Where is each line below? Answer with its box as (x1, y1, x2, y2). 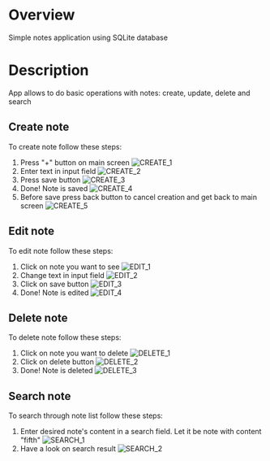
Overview (8, 6, 75, 24)
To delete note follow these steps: (8, 333, 122, 342)
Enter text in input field (19, 166, 96, 176)
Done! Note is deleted (19, 366, 93, 376)
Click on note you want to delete (19, 348, 129, 359)
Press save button (19, 175, 81, 185)
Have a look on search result (19, 444, 116, 454)
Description (8, 61, 89, 80)
